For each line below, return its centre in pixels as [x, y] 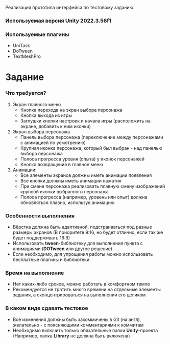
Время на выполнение [35, 273]
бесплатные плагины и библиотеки [51, 259]
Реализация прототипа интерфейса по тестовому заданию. [70, 7]
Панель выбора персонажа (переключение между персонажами [92, 137]
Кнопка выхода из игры [46, 115]
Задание [25, 77]
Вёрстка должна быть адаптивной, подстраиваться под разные [82, 227]
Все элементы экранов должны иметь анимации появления [86, 175]
